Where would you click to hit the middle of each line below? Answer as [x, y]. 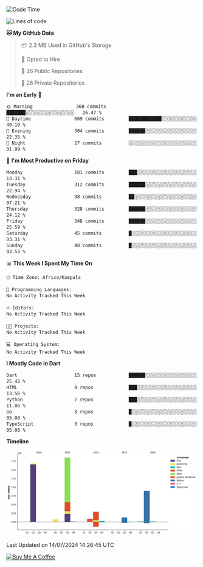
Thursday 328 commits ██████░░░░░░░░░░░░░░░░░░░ [102, 209]
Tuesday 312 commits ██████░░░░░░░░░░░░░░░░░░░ [102, 185]
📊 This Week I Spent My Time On [49, 263]
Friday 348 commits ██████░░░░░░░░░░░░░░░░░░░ [102, 221]
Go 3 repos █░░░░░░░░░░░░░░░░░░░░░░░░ [102, 412]
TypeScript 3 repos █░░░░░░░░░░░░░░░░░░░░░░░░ [102, 424]
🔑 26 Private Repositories [53, 83]
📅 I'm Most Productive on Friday [48, 160]
